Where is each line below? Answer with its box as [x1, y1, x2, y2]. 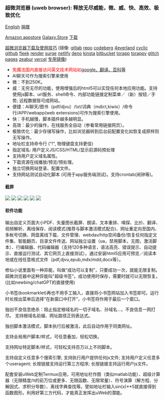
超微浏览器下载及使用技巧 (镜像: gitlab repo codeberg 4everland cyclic [5, 45, 148, 51]
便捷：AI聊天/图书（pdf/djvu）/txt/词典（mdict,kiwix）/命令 [12, 104, 133, 109]
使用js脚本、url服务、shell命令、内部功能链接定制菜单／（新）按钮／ [12, 91, 152, 97]
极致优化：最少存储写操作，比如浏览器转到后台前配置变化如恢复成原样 [12, 128, 155, 134]
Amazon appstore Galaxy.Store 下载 [5, 35, 78, 40]
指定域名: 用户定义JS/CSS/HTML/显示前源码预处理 [12, 147, 115, 153]
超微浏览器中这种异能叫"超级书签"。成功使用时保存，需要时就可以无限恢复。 [5, 273, 161, 279]
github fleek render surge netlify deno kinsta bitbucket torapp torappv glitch [5, 50, 159, 56]
